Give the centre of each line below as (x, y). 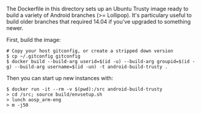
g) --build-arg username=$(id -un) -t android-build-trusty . (87, 67)
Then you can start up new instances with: (60, 78)
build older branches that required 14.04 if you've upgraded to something (99, 22)
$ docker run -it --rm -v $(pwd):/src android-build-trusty (85, 89)
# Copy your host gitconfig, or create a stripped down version (90, 51)
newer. (15, 28)
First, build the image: (34, 40)
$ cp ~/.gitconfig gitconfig (43, 56)
